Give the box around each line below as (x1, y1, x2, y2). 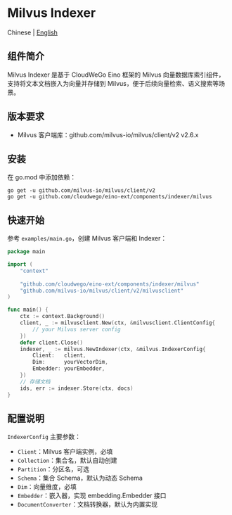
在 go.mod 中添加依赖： (7, 173, 77, 182)
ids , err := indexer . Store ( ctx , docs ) (20, 385, 134, 392)
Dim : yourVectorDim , (32, 359, 109, 366)
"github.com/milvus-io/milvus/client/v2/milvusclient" (20, 287, 184, 294)
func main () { (7, 306, 49, 314)
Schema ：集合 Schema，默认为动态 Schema (17, 473, 143, 483)
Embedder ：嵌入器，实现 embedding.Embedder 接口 (17, 491, 167, 500)
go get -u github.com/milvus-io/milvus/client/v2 (7, 187, 156, 194)
